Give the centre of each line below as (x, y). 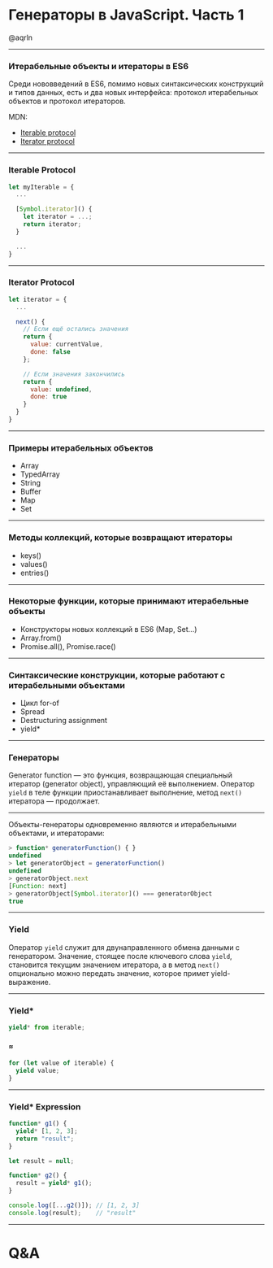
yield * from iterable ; (47, 1028)
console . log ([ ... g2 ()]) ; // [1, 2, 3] (74, 1205)
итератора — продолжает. (54, 801)
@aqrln (21, 37)
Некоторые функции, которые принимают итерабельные (129, 601)
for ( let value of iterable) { (61, 1063)
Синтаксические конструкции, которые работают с (117, 675)
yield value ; (38, 1070)
